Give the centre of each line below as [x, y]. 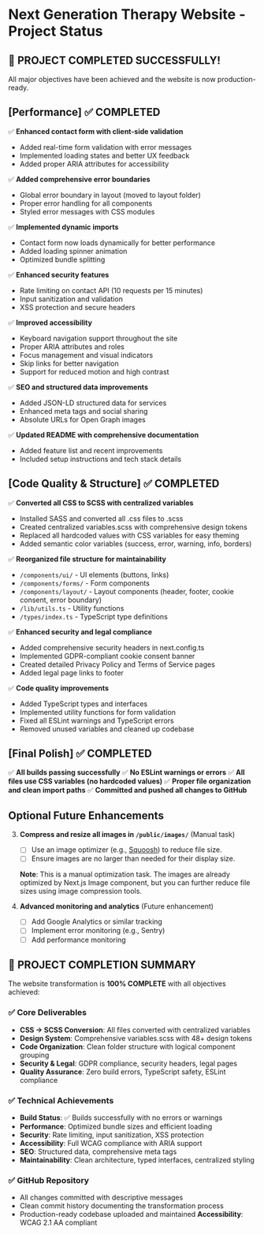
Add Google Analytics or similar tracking [97, 922]
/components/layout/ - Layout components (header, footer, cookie [126, 591]
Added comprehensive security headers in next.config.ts [112, 647]
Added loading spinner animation [73, 251]
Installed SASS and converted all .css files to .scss [101, 519]
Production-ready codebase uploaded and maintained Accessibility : [131, 1215]
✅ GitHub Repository [48, 1180]
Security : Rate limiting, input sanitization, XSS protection [112, 1135]
